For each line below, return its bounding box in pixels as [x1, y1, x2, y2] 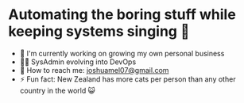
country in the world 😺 [19, 86, 95, 95]
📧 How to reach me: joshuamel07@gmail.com [19, 65, 169, 74]
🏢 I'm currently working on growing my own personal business [19, 48, 225, 58]
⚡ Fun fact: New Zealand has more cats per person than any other [19, 74, 236, 84]
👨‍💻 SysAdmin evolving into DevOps [19, 57, 137, 67]
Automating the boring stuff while [8, 6, 236, 24]
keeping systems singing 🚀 [8, 22, 190, 40]
